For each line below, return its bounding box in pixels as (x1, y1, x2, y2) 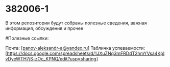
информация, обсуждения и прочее (5, 25, 84, 31)
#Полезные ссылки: (5, 35, 49, 41)
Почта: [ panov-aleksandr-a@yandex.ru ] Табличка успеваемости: (5, 45, 145, 51)
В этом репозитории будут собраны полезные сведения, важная (5, 20, 147, 26)
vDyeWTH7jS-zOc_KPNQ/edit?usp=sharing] (5, 55, 99, 61)
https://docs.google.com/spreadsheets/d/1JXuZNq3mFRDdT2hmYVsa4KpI (7, 50, 165, 56)
